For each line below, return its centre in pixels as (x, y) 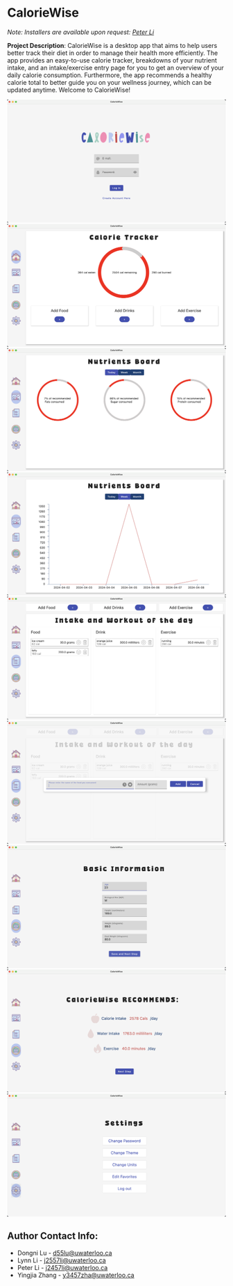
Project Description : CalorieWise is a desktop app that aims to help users (112, 45)
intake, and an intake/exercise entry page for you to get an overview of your (115, 67)
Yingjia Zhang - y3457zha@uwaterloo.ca (76, 1275)
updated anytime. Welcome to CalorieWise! (69, 90)
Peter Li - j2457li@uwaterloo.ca (62, 1267)
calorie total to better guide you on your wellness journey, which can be (109, 82)
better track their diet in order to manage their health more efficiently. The (113, 53)
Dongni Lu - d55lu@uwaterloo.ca (64, 1253)
